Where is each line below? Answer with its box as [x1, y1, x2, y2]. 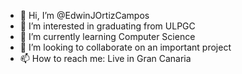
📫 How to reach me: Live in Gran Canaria [19, 53, 192, 64]
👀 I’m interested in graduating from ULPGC [19, 20, 196, 32]
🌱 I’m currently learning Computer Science [19, 31, 196, 42]
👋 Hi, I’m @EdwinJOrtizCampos [19, 10, 150, 21]
